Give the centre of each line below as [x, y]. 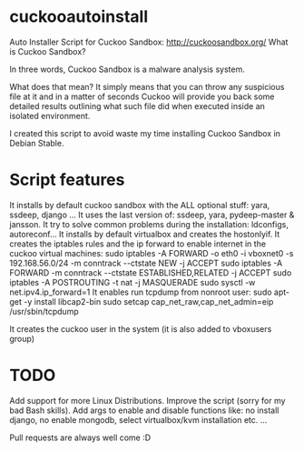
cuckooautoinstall [78, 17]
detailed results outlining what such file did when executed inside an [137, 105]
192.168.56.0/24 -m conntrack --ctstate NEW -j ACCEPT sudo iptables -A [146, 263]
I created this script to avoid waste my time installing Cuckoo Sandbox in [145, 133]
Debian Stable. [37, 143]
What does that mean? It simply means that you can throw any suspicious [147, 86]
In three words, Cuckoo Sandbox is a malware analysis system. [127, 69]
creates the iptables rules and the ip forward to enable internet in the [137, 244]
